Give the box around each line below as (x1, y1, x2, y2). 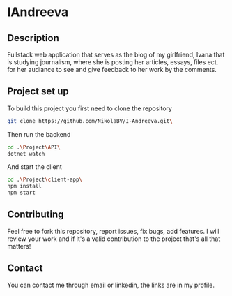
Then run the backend (7, 130, 71, 138)
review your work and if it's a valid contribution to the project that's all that (7, 235, 221, 243)
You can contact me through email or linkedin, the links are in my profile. (7, 281, 215, 289)
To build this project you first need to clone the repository (7, 104, 173, 112)
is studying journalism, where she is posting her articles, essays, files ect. (7, 58, 219, 66)
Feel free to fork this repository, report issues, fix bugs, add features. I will (7, 227, 219, 235)
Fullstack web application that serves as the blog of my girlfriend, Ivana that (7, 50, 225, 59)
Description (7, 32, 59, 44)
